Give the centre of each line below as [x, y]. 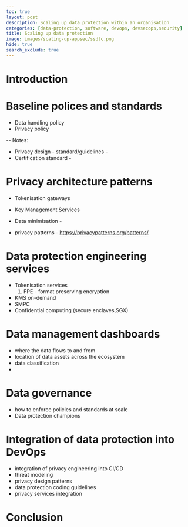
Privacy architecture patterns [79, 182]
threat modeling [34, 474]
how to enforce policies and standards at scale [71, 409]
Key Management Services [47, 210]
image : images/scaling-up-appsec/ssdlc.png [60, 39]
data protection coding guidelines [55, 487]
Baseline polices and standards [84, 106]
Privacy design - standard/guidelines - [61, 152]
